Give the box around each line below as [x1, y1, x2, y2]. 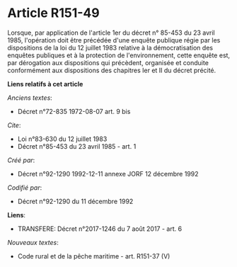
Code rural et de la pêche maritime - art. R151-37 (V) [17, 251, 170, 260]
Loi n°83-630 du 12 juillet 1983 [17, 135, 108, 143]
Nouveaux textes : [7, 238, 59, 246]
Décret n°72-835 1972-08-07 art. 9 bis [17, 107, 131, 115]
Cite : [7, 120, 21, 129]
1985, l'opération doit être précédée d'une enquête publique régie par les [7, 35, 221, 44]
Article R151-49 [7, 5, 100, 21]
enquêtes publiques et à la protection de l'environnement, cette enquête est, [7, 51, 231, 59]
